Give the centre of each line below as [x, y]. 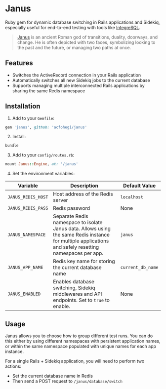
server [60, 200]
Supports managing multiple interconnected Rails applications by [78, 85]
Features [19, 63]
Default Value [140, 186]
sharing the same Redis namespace [49, 91]
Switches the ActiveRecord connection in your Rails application [77, 75]
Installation [23, 106]
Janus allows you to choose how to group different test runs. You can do [79, 336]
